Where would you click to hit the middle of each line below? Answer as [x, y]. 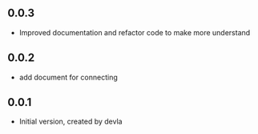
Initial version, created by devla [71, 122]
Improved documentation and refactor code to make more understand [135, 32]
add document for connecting [68, 77]
